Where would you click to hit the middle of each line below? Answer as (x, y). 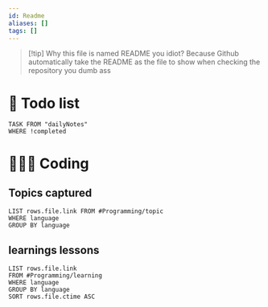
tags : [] (23, 31)
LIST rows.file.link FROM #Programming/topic (86, 211)
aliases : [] (28, 23)
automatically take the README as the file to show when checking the (144, 62)
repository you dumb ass (69, 71)
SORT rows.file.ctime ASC (52, 297)
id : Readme (27, 16)
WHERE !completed (37, 132)
